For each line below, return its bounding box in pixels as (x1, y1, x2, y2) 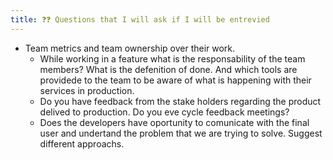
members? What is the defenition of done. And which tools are (39, 63, 298, 75)
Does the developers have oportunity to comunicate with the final (39, 116, 310, 128)
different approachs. (39, 137, 125, 150)
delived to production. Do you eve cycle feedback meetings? (39, 106, 290, 118)
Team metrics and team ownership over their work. (24, 42, 236, 54)
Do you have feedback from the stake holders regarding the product (39, 95, 322, 107)
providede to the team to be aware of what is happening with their (39, 74, 312, 86)
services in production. (39, 84, 135, 96)
